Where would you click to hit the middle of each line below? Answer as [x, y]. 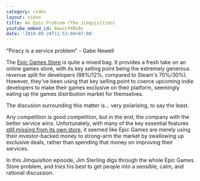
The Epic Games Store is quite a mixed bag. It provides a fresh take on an [96, 63]
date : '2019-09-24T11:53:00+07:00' [50, 34]
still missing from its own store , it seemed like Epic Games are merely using [98, 130]
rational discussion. [30, 173]
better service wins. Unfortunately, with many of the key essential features [97, 123]
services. [17, 149]
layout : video [24, 17]
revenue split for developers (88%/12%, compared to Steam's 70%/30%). [97, 75]
